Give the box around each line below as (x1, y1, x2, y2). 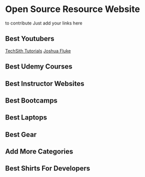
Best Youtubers (5, 34, 54, 43)
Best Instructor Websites (5, 79, 84, 88)
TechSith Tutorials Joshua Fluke (5, 47, 71, 53)
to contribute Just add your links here (5, 20, 82, 26)
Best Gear (5, 130, 37, 138)
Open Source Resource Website (5, 3, 140, 15)
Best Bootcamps (5, 96, 57, 104)
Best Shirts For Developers (5, 164, 90, 173)
